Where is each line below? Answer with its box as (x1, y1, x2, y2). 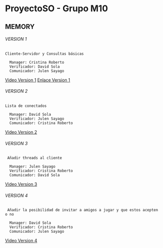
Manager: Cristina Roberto (9, 60, 64, 65)
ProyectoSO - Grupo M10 (5, 3, 108, 14)
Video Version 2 (5, 129, 38, 135)
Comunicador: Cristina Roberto (9, 121, 73, 125)
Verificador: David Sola (9, 64, 60, 69)
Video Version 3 (5, 181, 38, 187)
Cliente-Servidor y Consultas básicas (5, 51, 84, 56)
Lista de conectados (5, 103, 47, 108)
